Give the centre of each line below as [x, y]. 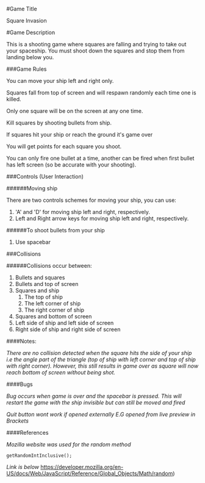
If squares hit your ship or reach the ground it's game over [80, 134]
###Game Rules [27, 69]
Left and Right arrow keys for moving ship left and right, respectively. [102, 218]
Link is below [23, 467]
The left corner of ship [52, 303]
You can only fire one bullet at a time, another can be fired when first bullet [100, 158]
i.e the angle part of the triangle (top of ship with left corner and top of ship [101, 360]
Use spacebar [33, 242]
